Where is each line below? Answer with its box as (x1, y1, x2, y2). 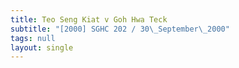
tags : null (10, 33, 56, 43)
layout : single (10, 42, 74, 53)
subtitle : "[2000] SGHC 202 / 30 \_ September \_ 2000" (10, 24, 230, 34)
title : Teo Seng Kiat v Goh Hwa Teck (10, 14, 168, 25)
